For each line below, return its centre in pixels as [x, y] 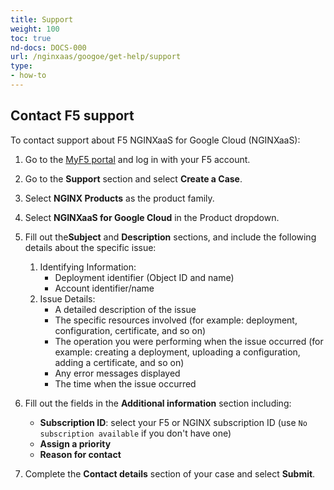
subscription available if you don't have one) [135, 433]
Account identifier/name [104, 288]
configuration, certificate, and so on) [130, 330]
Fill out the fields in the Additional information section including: [158, 403]
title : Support [42, 19]
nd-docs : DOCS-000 [48, 47]
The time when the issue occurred [125, 383]
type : [21, 66]
